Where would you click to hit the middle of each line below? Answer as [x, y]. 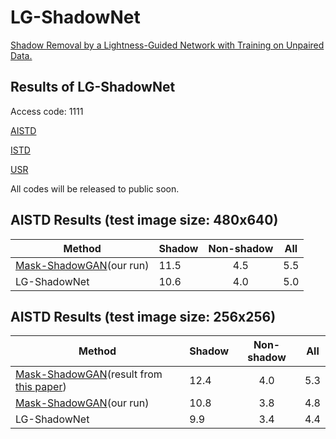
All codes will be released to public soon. [95, 188]
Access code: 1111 [47, 111]
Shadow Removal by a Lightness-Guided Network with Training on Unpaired [167, 45]
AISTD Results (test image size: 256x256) [143, 316]
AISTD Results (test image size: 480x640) [144, 220]
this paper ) [41, 387]
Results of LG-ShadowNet [93, 87]
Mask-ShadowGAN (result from [89, 374]
